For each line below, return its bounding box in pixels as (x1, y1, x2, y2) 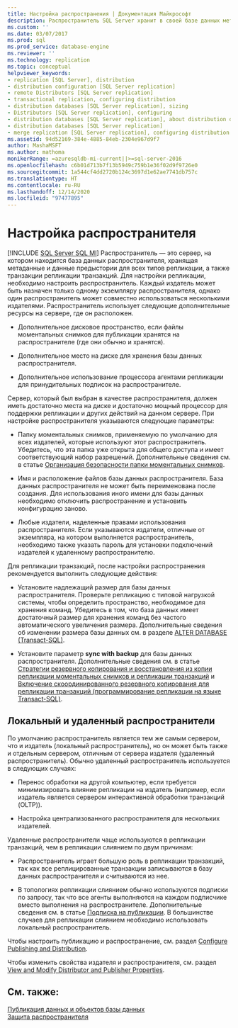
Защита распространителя (7, 1012, 89, 1021)
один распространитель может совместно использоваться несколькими (7, 294, 230, 303)
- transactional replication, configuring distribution (7, 96, 176, 103)
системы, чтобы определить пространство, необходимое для (17, 598, 205, 606)
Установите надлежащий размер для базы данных (17, 583, 171, 592)
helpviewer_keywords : (7, 69, 72, 77)
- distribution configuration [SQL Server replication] (7, 83, 176, 90)
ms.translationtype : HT (7, 175, 78, 182)
